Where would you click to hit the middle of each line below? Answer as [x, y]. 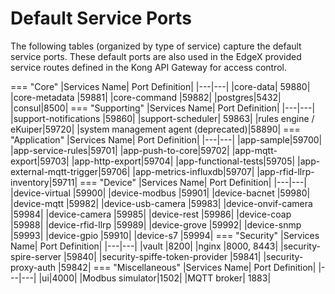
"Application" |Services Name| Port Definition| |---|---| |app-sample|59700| [166, 139]
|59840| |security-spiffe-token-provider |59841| [162, 256]
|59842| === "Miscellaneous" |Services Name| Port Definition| [187, 267]
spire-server [36, 256]
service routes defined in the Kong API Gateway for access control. [148, 67]
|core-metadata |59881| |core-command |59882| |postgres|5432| [146, 97]
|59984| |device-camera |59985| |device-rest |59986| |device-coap [151, 214]
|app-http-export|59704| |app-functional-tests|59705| [183, 161]
